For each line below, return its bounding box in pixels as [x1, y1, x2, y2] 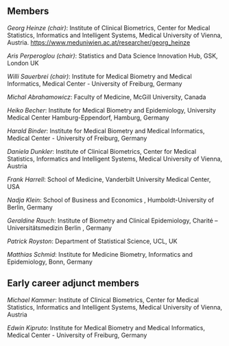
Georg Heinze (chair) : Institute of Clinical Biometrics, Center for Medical [7, 23, 210, 32]
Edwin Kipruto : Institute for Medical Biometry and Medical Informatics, [7, 323, 206, 332]
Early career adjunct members [7, 277, 139, 289]
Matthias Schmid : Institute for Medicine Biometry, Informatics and [7, 250, 193, 258]
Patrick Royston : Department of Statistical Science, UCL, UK [7, 237, 178, 245]
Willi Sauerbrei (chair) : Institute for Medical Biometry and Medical [7, 72, 192, 80]
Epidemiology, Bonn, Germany [7, 257, 93, 266]
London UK [7, 58, 39, 67]
